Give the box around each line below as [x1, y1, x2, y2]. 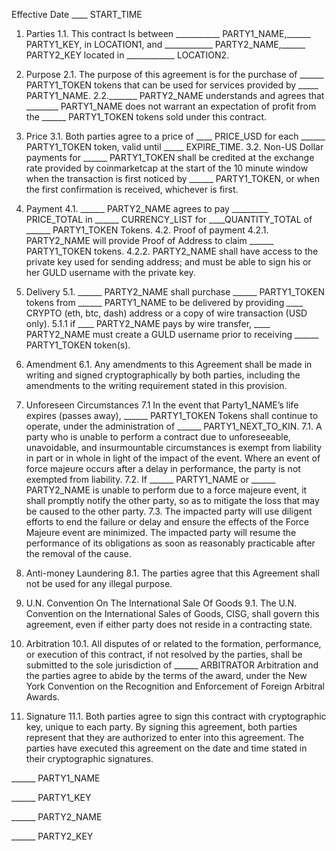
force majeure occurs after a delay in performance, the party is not [25, 463, 301, 474]
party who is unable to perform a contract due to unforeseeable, [25, 431, 291, 443]
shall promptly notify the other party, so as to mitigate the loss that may [25, 495, 320, 506]
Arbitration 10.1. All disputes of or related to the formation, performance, [25, 638, 322, 649]
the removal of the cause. [25, 548, 132, 559]
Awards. [25, 691, 60, 703]
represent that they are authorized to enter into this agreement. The [25, 732, 304, 743]
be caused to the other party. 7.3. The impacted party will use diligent [25, 505, 313, 517]
